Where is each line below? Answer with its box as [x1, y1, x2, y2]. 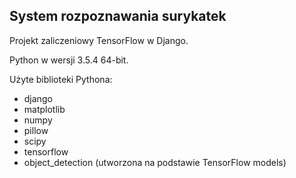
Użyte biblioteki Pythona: [9, 73, 113, 85]
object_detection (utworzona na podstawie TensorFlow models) [23, 156, 287, 168]
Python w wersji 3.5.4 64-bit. [9, 54, 129, 66]
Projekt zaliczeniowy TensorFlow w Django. [9, 34, 189, 46]
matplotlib [23, 103, 66, 115]
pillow [23, 124, 49, 136]
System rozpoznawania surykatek [9, 8, 227, 25]
